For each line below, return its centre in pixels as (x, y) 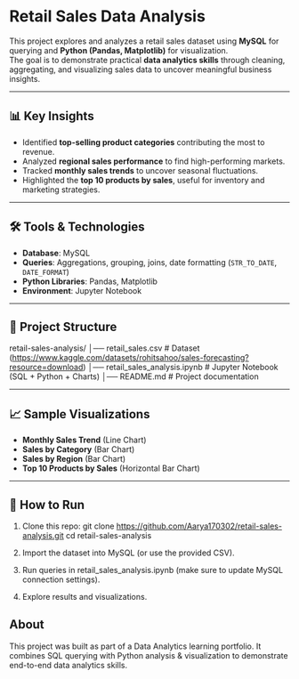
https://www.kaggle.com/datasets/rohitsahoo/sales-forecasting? (130, 358)
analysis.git (43, 535)
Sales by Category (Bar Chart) (78, 449)
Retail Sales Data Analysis (108, 16)
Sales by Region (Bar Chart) (74, 459)
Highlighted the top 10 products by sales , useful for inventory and (143, 180)
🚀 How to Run (47, 505)
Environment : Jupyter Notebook (82, 290)
